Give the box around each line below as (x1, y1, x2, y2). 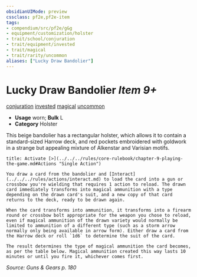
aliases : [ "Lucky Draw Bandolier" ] (6, 58, 94, 64)
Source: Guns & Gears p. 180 (6, 264, 77, 271)
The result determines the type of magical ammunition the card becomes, (6, 243, 192, 249)
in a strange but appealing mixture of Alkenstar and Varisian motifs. (6, 144, 170, 151)
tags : (6, 19, 19, 25)
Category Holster (14, 120, 58, 127)
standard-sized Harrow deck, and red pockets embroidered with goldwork (6, 138, 187, 145)
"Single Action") (58, 161, 101, 167)
